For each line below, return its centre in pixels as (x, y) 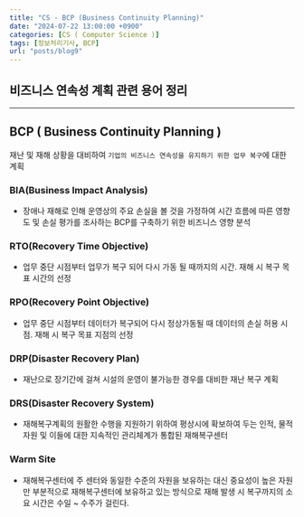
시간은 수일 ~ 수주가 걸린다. (81, 503)
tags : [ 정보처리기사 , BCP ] (54, 43)
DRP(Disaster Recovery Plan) (75, 358)
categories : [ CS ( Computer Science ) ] (85, 34)
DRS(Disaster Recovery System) (82, 403)
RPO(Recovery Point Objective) (80, 302)
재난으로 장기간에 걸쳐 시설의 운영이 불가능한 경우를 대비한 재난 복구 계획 (150, 379)
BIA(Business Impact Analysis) (79, 190)
